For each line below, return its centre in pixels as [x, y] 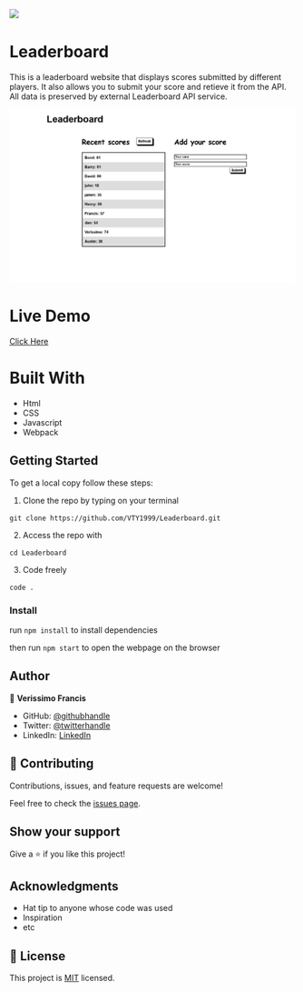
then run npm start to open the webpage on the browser [115, 647]
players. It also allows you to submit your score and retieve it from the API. [148, 86]
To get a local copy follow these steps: [81, 483]
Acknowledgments [64, 886]
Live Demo [50, 316]
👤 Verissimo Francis [48, 698]
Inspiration [42, 917]
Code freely [44, 569]
